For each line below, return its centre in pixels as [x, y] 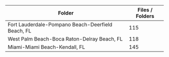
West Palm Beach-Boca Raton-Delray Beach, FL [65, 39]
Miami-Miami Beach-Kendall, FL [47, 47]
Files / [145, 10]
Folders [145, 16]
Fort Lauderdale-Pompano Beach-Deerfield [60, 24]
